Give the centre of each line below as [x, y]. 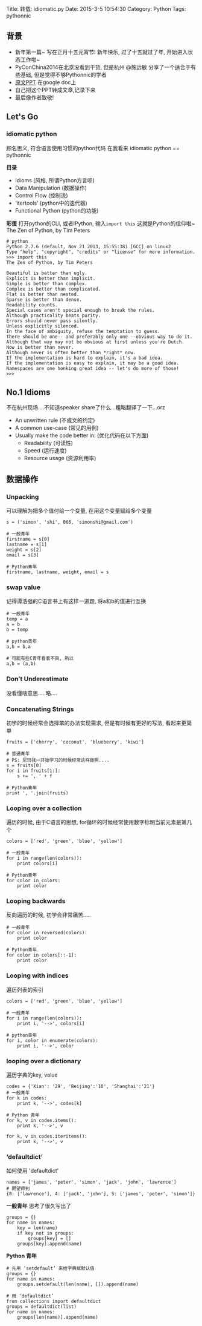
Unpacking [23, 496]
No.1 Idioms [28, 392]
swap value [24, 587]
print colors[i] [38, 864]
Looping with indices [37, 975]
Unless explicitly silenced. [43, 326]
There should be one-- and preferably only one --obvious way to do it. [99, 337]
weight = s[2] [24, 550]
